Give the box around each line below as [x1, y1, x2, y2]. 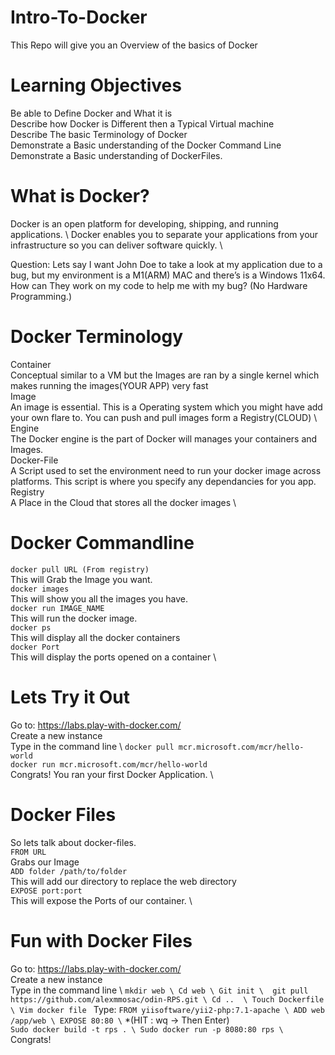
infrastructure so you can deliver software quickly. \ [10, 239, 223, 251]
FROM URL [10, 847, 47, 857]
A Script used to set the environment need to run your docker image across [10, 464, 322, 476]
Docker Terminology [10, 326, 184, 348]
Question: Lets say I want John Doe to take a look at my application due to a [10, 258, 323, 270]
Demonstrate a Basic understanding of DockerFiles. [10, 149, 223, 161]
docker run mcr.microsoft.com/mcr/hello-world [10, 759, 208, 770]
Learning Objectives [10, 74, 182, 97]
